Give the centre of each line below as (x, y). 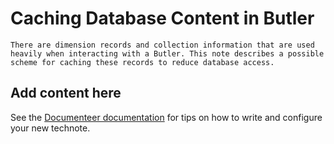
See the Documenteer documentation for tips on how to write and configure (166, 117)
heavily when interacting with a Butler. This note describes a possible (167, 53)
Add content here (66, 93)
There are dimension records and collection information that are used (162, 45)
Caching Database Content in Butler (162, 18)
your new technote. (50, 128)
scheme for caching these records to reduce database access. (142, 62)
